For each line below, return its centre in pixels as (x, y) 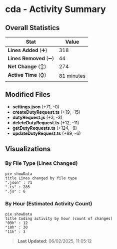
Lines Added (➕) (27, 50)
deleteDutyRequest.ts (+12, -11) (46, 122)
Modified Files (28, 94)
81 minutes (72, 76)
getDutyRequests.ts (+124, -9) (45, 128)
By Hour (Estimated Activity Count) (49, 204)
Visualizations (28, 149)
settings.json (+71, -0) (36, 107)
